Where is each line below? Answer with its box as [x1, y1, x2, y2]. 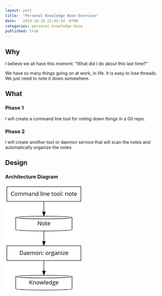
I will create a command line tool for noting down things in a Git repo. [5, 116, 145, 122]
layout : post [5, 8, 32, 13]
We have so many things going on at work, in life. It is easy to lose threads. [5, 70, 157, 76]
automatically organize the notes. [5, 144, 73, 150]
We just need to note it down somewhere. [5, 75, 90, 81]
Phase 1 [5, 104, 24, 111]
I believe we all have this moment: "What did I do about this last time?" [5, 61, 148, 66]
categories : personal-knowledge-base [5, 24, 83, 29]
